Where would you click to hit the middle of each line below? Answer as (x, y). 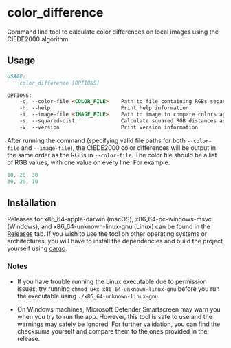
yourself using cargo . (37, 248)
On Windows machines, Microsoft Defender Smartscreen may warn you (119, 309)
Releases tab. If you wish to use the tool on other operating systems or (107, 234)
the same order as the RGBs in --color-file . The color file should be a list (112, 155)
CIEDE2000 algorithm (38, 39)
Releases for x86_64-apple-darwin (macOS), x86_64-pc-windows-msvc (109, 219)
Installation (32, 203)
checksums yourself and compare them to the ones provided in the (112, 331)
